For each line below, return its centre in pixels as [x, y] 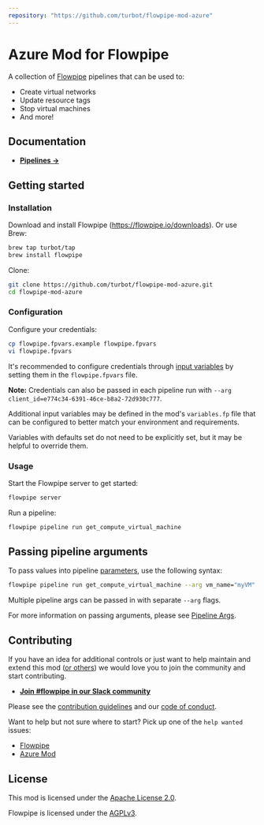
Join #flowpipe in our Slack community [85, 692]
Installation [30, 207]
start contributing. [37, 676]
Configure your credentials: [52, 329]
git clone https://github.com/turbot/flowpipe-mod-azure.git [111, 285]
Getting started [46, 185]
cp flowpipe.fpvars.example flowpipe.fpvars [82, 344]
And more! [37, 117]
